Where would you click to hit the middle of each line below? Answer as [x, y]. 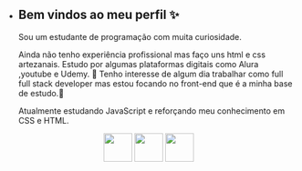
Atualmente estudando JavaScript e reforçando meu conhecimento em [151, 111]
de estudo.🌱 [41, 93]
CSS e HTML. [44, 120]
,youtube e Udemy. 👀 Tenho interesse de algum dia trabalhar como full [151, 74]
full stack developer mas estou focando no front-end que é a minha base [155, 83]
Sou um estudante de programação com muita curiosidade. [130, 36]
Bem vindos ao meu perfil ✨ [99, 15]
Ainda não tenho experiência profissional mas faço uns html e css [142, 55]
